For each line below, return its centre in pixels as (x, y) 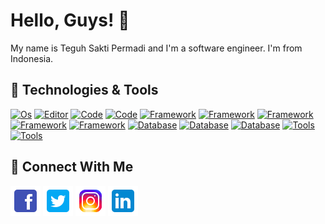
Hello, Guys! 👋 (70, 20)
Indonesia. (32, 58)
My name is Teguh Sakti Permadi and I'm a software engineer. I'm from (156, 48)
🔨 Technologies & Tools (84, 90)
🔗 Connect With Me (72, 167)
